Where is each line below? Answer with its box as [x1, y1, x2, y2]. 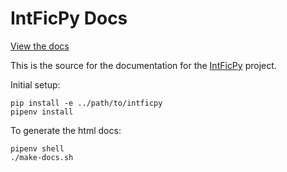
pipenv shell [10, 143, 65, 154]
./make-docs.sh [10, 152, 74, 162]
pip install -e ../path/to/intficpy [10, 98, 163, 108]
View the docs [10, 40, 70, 52]
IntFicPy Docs [10, 7, 128, 30]
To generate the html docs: [10, 124, 122, 136]
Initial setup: [10, 78, 61, 91]
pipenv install [10, 107, 74, 117]
